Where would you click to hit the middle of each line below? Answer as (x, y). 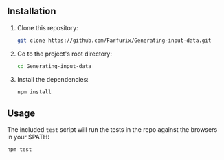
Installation (32, 11)
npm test (20, 150)
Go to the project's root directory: (64, 54)
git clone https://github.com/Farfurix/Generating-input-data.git (114, 41)
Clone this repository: (47, 27)
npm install (34, 92)
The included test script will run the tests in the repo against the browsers (112, 130)
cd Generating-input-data (54, 66)
